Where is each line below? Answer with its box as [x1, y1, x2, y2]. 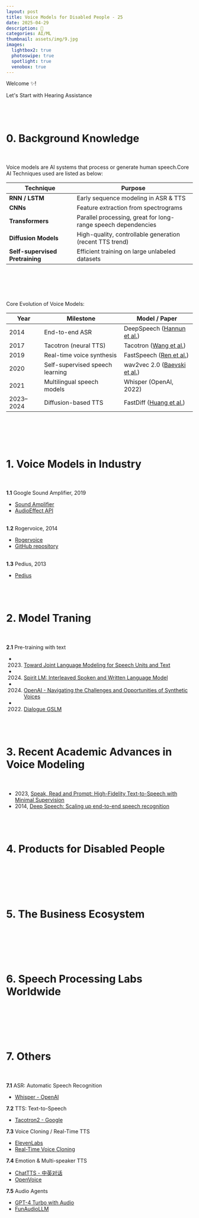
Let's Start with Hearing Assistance [6, 92, 92, 99]
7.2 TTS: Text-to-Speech [6, 1105, 67, 1112]
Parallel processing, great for [76, 213, 157, 222]
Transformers [9, 217, 49, 225]
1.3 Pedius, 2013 [6, 561, 46, 568]
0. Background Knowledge [6, 132, 140, 145]
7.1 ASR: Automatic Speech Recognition [6, 1082, 102, 1089]
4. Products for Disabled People [6, 842, 165, 856]
